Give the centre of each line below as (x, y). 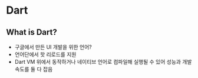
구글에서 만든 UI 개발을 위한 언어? (53, 47)
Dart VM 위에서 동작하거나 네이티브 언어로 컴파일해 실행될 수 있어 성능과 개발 (103, 62)
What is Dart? (32, 32)
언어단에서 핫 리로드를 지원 (45, 54)
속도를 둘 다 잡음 (34, 69)
